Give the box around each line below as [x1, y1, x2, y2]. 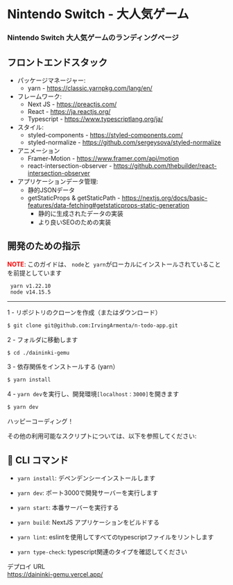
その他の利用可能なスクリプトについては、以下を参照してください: [7, 432, 197, 441]
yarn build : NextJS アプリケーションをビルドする [17, 518, 159, 527]
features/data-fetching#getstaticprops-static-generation [27, 201, 189, 209]
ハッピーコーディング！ [7, 417, 74, 425]
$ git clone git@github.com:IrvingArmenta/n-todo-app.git [7, 322, 178, 329]
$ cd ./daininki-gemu [7, 349, 70, 356]
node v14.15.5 [10, 289, 51, 296]
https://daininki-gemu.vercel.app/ [7, 570, 103, 579]
